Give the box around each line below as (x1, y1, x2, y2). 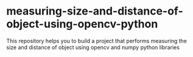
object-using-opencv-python (6, 17, 158, 31)
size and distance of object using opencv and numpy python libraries (6, 44, 180, 51)
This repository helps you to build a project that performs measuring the (6, 37, 188, 44)
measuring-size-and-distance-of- (6, 4, 184, 18)
